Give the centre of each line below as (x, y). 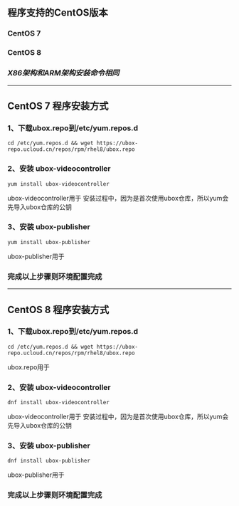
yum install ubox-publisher (49, 242)
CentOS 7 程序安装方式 (58, 106)
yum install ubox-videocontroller (59, 184)
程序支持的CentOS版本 (58, 13)
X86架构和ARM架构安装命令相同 (63, 73)
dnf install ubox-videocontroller (59, 403)
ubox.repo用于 (28, 367)
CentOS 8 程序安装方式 (58, 309)
